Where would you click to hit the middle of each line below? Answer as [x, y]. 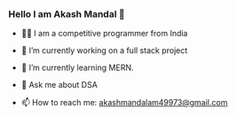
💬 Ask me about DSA [59, 85]
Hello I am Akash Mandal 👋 [67, 14]
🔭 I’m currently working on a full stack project [104, 50]
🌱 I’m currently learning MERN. [77, 68]
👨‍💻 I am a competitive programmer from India [104, 34]
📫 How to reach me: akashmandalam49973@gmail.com [124, 103]
